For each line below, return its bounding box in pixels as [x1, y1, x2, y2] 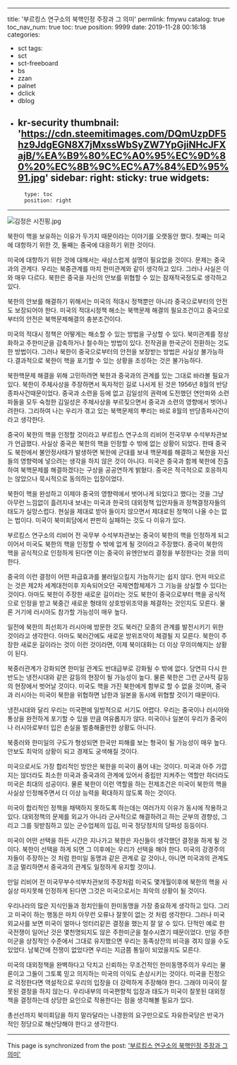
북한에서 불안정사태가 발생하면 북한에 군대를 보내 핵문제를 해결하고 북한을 [14, 447, 217, 456]
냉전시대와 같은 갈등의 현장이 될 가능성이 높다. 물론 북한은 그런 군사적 [25, 673, 217, 681]
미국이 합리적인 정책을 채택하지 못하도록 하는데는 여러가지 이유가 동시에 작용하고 [7, 803, 228, 812]
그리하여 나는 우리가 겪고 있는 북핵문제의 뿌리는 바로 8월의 [28, 407, 188, 415]
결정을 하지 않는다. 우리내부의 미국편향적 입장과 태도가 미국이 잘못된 [20, 987, 207, 995]
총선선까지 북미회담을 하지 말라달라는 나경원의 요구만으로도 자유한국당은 [7, 1011, 206, 1019]
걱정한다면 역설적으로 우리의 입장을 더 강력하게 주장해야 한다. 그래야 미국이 [14, 978, 220, 987]
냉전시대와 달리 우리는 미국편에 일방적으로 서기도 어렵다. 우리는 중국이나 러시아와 [7, 705, 230, 714]
